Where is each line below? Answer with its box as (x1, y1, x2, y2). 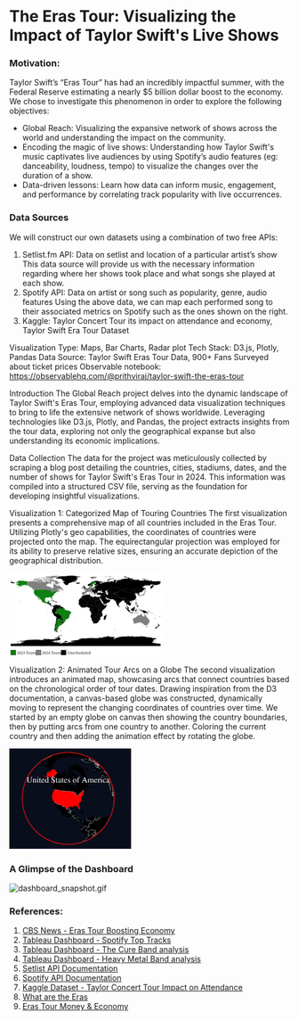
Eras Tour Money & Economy (21, 1001, 129, 1012)
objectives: (9, 105, 50, 117)
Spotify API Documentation (21, 973, 122, 983)
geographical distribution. (9, 555, 104, 565)
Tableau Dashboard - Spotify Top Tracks (21, 934, 172, 946)
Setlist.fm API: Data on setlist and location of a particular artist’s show (21, 249, 278, 259)
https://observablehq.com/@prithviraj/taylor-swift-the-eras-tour (9, 370, 245, 381)
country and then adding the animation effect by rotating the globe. (9, 730, 256, 741)
